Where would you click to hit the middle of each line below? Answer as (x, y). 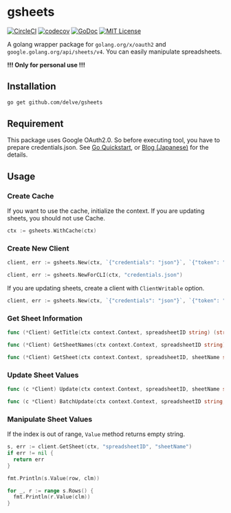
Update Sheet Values (43, 375)
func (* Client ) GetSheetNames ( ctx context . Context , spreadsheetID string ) (117, 345)
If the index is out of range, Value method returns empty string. (96, 434)
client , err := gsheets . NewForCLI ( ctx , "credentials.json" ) (95, 275)
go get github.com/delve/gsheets (55, 102)
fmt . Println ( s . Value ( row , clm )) (53, 478)
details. (18, 155)
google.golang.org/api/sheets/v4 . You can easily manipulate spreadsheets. (114, 52)
